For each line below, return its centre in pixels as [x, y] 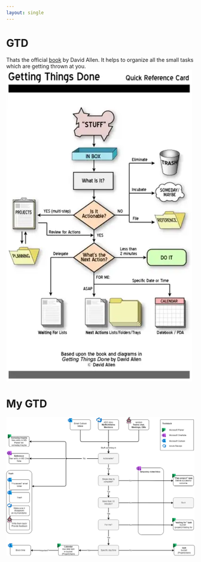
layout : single [25, 13]
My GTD [27, 403]
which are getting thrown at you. [46, 66]
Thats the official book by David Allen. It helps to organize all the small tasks [100, 59]
